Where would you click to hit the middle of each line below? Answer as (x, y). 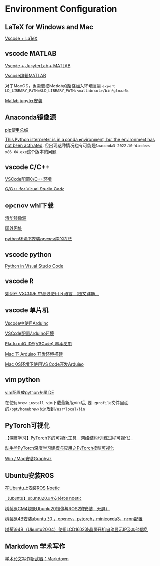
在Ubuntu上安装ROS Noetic (32, 488)
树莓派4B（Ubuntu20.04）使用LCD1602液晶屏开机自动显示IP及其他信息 (77, 529)
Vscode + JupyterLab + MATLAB (38, 65)
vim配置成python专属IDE (30, 392)
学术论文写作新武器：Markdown (37, 558)
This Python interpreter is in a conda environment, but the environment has (80, 139)
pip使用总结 (17, 130)
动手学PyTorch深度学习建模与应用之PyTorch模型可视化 (60, 448)
